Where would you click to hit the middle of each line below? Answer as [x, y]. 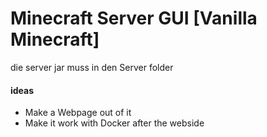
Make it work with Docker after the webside [114, 123]
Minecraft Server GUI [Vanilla [134, 18]
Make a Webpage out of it [78, 113]
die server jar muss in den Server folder [92, 67]
